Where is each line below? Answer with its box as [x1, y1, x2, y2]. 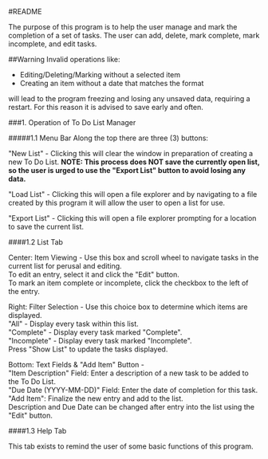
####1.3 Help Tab [8, 426, 67, 435]
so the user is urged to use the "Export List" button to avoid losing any [8, 166, 246, 175]
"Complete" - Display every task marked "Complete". [8, 328, 183, 337]
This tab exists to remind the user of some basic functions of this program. [8, 441, 254, 451]
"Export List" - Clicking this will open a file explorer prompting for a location [8, 214, 257, 222]
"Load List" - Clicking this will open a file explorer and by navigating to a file [8, 190, 258, 198]
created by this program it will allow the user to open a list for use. [8, 198, 226, 207]
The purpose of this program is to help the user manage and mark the [8, 22, 238, 31]
